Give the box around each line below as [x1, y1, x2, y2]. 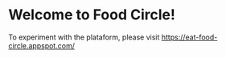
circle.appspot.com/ [8, 40, 75, 50]
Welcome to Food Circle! [8, 6, 175, 24]
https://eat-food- [161, 32, 218, 42]
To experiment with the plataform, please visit [8, 32, 160, 42]
